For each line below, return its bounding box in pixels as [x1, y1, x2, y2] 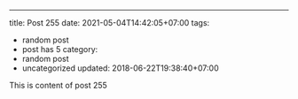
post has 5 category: [21, 44, 98, 54]
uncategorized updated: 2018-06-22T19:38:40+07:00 [21, 63, 219, 73]
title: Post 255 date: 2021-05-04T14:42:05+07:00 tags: [9, 18, 210, 27]
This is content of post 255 [9, 80, 108, 90]
